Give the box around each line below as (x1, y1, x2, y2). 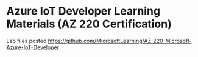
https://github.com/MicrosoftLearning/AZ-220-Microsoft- (48, 37, 192, 44)
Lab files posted (6, 37, 47, 44)
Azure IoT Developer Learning (6, 4, 160, 18)
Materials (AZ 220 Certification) (6, 17, 172, 31)
